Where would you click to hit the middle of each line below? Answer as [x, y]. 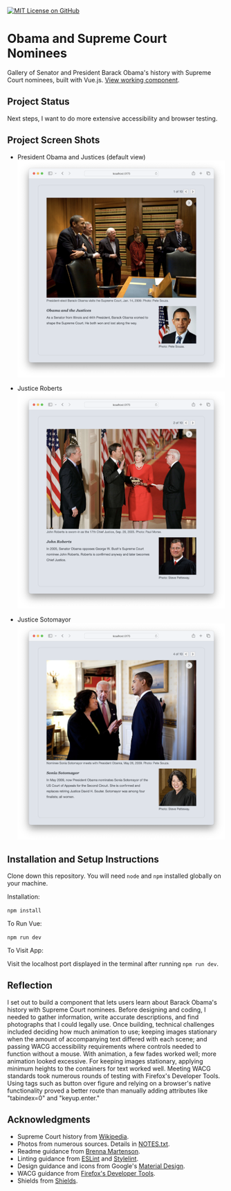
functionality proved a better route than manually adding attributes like [108, 1091]
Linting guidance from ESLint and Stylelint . [78, 1158]
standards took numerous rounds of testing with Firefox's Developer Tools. [114, 1076]
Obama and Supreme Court [87, 39]
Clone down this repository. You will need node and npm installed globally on [114, 876]
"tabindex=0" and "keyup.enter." [54, 1097]
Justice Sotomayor [44, 619]
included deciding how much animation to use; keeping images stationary [112, 1032]
